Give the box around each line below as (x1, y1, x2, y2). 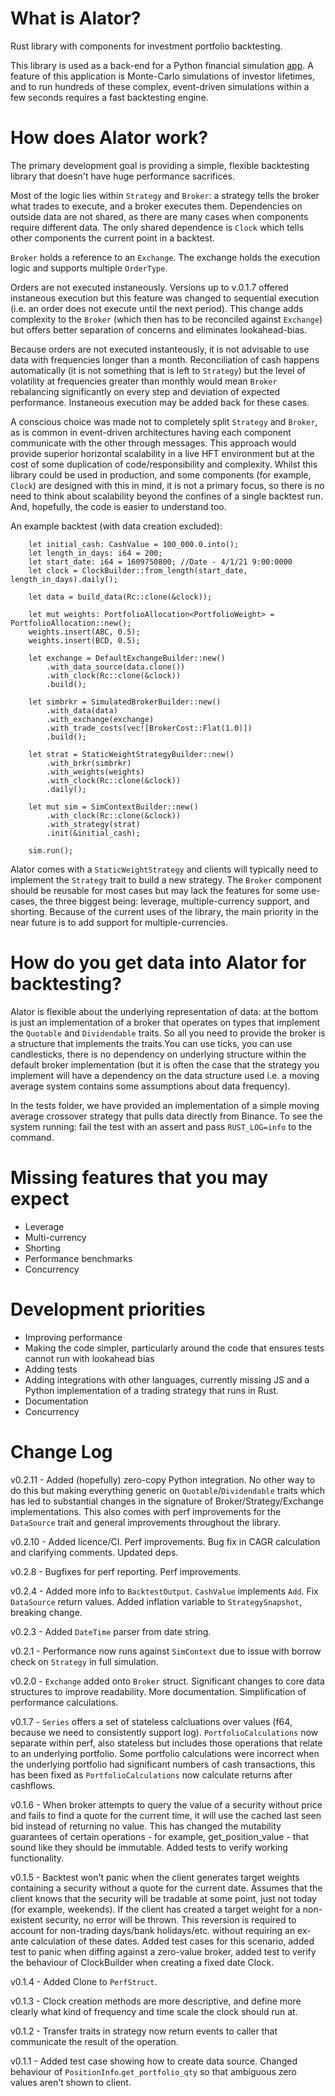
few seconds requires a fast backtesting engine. (10, 91, 209, 103)
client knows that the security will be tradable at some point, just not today (10, 1892, 317, 1904)
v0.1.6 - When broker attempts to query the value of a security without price (10, 1798, 323, 1811)
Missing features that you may (10, 1167, 269, 1189)
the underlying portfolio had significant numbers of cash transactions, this (10, 1758, 316, 1770)
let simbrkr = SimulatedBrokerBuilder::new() (28, 697, 222, 707)
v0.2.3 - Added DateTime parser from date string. (10, 1625, 212, 1637)
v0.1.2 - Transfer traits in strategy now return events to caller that (10, 2025, 278, 2037)
